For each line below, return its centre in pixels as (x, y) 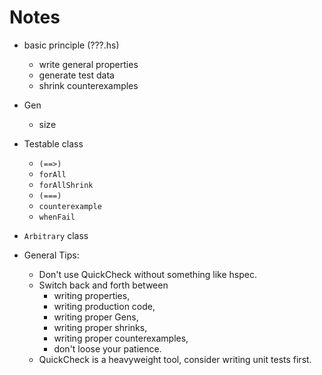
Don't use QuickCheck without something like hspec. (148, 274)
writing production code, (104, 306)
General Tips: (51, 255)
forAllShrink (66, 185)
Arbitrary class (56, 235)
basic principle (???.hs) (71, 45)
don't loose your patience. (107, 348)
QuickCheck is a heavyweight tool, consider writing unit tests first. (175, 359)
